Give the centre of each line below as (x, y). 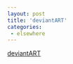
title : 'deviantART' (38, 20)
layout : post (26, 14)
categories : (25, 27)
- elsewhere (28, 33)
